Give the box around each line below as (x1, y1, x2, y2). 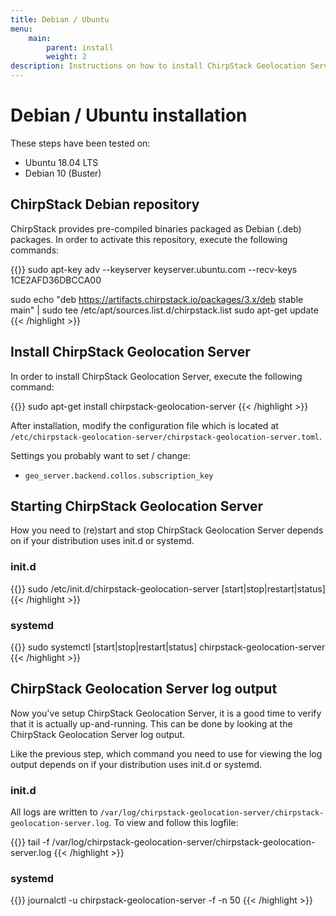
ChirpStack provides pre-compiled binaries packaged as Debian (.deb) (10, 222, 302, 235)
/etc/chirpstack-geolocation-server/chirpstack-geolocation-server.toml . (10, 430, 323, 442)
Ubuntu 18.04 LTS (24, 156, 99, 168)
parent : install (46, 42, 114, 53)
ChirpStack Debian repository (10, 196, 200, 213)
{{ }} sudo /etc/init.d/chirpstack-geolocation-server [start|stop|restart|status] (10, 582, 326, 595)
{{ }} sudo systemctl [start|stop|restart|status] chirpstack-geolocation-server (10, 641, 326, 653)
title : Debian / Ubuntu (10, 14, 110, 25)
